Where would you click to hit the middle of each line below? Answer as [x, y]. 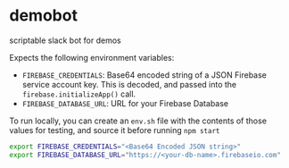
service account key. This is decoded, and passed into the [129, 84]
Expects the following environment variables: [92, 57]
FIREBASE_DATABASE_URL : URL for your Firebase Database [125, 103]
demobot [44, 16]
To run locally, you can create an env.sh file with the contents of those [138, 121]
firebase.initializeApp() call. [79, 94]
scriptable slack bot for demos [66, 40]
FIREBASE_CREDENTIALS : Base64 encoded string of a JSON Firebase [144, 75]
